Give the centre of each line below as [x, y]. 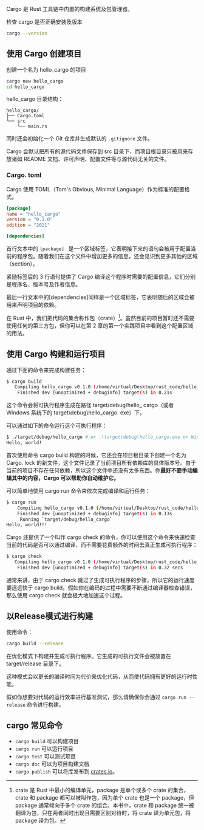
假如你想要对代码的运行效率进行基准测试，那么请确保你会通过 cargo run [97, 697]
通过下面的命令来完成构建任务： [46, 370]
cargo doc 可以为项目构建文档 [52, 764]
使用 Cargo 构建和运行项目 [56, 354]
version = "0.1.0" [29, 220]
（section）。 [22, 264]
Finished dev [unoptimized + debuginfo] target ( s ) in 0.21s [95, 393]
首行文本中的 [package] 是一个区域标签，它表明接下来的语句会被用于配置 [99, 249]
